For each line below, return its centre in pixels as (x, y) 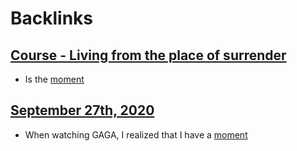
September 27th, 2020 (82, 110)
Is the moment (54, 79)
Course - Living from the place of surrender (148, 55)
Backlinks (52, 18)
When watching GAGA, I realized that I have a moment (136, 134)
